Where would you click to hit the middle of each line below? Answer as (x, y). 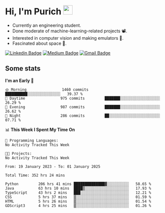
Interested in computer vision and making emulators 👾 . (68, 38)
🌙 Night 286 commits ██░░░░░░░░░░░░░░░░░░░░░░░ (83, 116)
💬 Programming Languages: (32, 141)
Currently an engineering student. (47, 25)
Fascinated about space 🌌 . (39, 43)
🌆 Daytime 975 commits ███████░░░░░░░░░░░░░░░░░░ (83, 98)
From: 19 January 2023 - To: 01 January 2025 (53, 166)
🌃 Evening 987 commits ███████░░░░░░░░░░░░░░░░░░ (83, 107)
